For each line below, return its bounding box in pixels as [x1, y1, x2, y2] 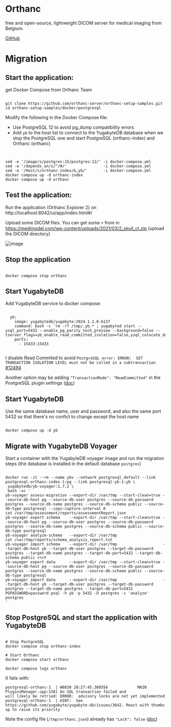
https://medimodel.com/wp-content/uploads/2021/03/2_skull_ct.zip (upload [5, 225, 164, 231]
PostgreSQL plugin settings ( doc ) [5, 380, 75, 386]
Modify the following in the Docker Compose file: [5, 114, 108, 120]
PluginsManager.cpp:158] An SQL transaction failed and [5, 689, 126, 694]
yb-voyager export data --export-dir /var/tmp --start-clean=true [5, 560, 160, 565]
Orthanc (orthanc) [12, 140, 51, 147]
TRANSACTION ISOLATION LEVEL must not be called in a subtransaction [5, 360, 156, 365]
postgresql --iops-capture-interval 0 [23, 506, 106, 511]
